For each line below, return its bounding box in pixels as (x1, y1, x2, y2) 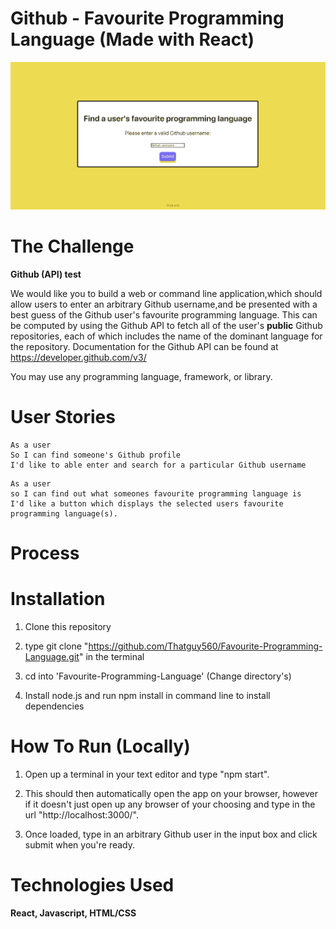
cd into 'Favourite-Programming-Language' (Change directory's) (24, 670, 292, 682)
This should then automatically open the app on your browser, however (24, 787, 319, 799)
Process (10, 542, 80, 564)
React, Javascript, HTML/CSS (10, 907, 137, 919)
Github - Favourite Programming (10, 7, 285, 30)
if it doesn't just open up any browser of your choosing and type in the (24, 798, 316, 810)
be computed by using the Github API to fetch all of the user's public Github (10, 319, 323, 331)
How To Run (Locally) (10, 735, 191, 757)
